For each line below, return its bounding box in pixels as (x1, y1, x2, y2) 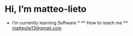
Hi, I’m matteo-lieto (5, 3, 87, 15)
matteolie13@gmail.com (12, 25, 62, 31)
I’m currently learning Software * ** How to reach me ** (12, 20, 128, 26)
